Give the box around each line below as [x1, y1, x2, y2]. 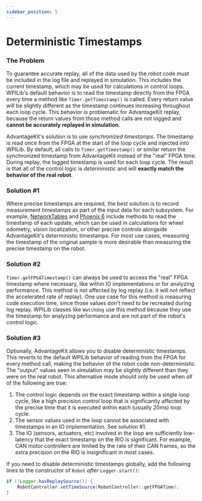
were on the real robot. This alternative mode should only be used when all [6, 373, 192, 380]
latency [14, 436, 34, 443]
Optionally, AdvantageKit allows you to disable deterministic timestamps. [6, 347, 187, 354]
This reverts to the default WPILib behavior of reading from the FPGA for [6, 354, 186, 361]
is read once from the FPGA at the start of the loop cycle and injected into [6, 139, 189, 147]
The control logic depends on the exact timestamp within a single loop [14, 391, 190, 398]
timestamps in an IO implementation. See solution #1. [14, 423, 147, 430]
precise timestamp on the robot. [6, 245, 86, 252]
